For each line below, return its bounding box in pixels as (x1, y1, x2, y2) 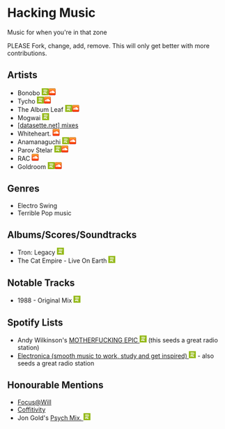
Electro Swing (17, 201, 58, 210)
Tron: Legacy (17, 248, 56, 256)
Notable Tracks (7, 277, 75, 289)
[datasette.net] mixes (17, 121, 79, 129)
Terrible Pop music (17, 208, 72, 217)
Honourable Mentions (7, 379, 104, 391)
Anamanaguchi (17, 138, 61, 146)
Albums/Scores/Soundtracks (7, 228, 137, 240)
